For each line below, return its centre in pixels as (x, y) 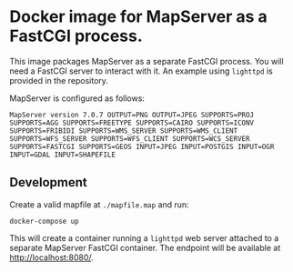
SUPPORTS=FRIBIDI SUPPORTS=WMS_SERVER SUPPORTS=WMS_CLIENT (124, 131)
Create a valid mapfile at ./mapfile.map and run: (99, 204)
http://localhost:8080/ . (51, 257)
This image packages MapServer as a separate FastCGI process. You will (146, 61)
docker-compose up (44, 221)
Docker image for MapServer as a (139, 17)
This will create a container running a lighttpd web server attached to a (144, 237)
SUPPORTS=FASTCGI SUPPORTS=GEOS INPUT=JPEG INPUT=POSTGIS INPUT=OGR (142, 146)
